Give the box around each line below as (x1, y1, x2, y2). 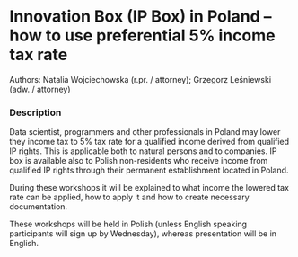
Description (9, 106, 62, 119)
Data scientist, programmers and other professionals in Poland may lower (9, 127, 281, 137)
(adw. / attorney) (9, 84, 71, 94)
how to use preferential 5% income (9, 25, 276, 46)
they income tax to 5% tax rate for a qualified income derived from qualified (9, 137, 290, 147)
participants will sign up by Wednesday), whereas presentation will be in (9, 228, 276, 239)
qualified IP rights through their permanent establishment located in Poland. (9, 164, 289, 176)
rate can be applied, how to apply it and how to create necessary (9, 191, 250, 203)
